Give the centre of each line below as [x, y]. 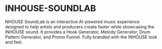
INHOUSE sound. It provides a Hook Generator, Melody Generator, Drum [78, 32]
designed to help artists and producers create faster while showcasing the [80, 26]
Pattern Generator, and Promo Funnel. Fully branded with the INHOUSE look [81, 37]
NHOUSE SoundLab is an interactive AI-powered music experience [72, 22]
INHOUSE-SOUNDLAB [51, 8]
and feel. [14, 42]
